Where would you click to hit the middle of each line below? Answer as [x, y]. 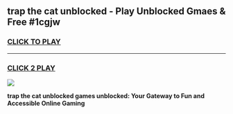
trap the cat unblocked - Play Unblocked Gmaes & [116, 11]
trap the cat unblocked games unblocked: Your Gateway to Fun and [106, 95]
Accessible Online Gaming [46, 103]
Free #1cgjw [34, 22]
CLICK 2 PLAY [31, 68]
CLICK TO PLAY [34, 42]
